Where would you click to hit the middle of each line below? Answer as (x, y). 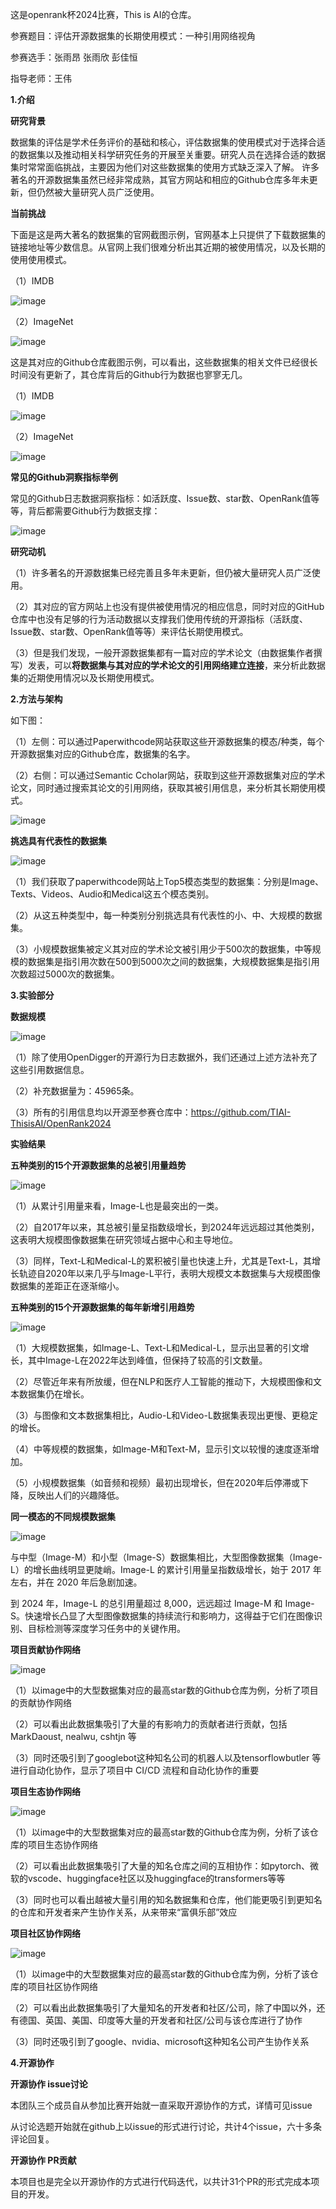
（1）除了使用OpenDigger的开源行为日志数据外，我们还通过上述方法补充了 (164, 1057)
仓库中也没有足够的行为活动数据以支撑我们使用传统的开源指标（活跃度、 (159, 619)
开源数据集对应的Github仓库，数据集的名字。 (103, 754)
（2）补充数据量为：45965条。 (75, 1091)
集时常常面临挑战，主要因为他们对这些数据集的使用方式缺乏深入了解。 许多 (165, 167)
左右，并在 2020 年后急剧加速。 (76, 1582)
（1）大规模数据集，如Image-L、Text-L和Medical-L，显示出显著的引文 (155, 1347)
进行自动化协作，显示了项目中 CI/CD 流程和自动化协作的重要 (135, 1770)
